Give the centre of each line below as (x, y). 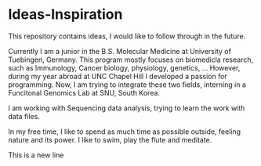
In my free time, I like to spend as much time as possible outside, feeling (125, 132)
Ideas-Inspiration (65, 14)
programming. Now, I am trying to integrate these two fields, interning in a (127, 85)
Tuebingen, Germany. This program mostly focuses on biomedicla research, (130, 60)
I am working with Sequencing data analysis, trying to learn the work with (127, 108)
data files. (24, 116)
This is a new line (36, 155)
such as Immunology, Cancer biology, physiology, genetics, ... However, (124, 67)
